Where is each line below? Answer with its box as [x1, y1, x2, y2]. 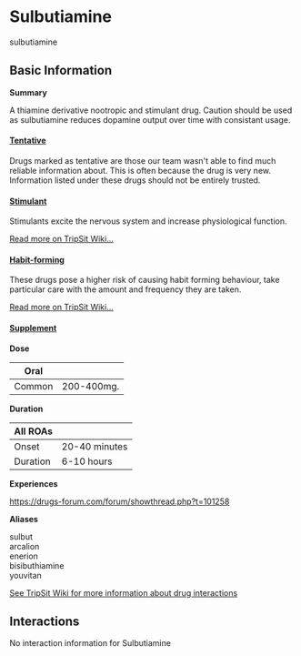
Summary [9, 86, 47, 97]
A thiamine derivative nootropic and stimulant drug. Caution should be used [9, 105, 293, 116]
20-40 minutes [61, 439, 128, 452]
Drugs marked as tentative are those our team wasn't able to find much [9, 155, 276, 166]
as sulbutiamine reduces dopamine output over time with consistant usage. [9, 114, 291, 125]
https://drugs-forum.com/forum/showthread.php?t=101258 [9, 496, 230, 507]
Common [14, 379, 54, 392]
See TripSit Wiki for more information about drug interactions [9, 587, 238, 598]
